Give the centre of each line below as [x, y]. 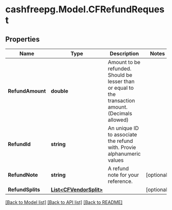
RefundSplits [24, 190]
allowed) [118, 120]
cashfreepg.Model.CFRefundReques [85, 9]
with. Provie [122, 147]
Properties [23, 39]
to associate [122, 134]
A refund [118, 169]
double [60, 91]
